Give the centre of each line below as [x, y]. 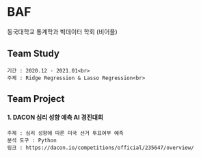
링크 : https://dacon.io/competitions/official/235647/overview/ [101, 148]
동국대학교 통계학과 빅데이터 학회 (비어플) [62, 31]
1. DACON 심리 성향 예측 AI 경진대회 [55, 117]
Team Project [36, 99]
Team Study [33, 54]
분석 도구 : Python [32, 141]
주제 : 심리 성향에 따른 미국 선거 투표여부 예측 [66, 133]
